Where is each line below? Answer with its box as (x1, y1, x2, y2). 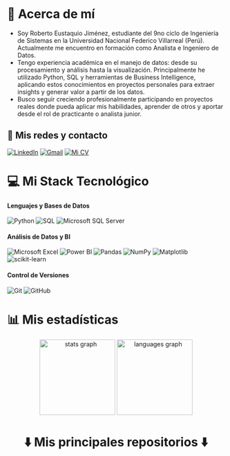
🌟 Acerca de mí (7, 6, 95, 22)
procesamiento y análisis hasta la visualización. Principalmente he (17, 66, 206, 74)
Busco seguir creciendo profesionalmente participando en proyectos (17, 95, 213, 103)
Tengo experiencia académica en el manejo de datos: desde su (17, 58, 198, 66)
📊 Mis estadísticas (7, 312, 119, 327)
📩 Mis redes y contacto (7, 130, 108, 141)
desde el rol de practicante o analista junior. (17, 110, 142, 118)
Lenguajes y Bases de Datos (7, 201, 90, 210)
